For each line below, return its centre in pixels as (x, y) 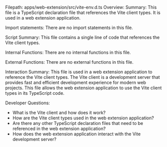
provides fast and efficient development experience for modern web (76, 83)
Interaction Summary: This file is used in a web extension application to (79, 72)
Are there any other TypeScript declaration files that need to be (78, 123)
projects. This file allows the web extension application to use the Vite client (83, 88)
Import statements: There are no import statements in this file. (69, 28)
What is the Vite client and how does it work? (59, 113)
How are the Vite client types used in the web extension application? (83, 118)
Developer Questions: (28, 103)
